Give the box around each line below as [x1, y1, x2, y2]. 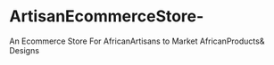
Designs [9, 45, 40, 55]
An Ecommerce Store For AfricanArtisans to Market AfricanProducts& [9, 36, 265, 46]
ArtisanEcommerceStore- [9, 6, 204, 27]
